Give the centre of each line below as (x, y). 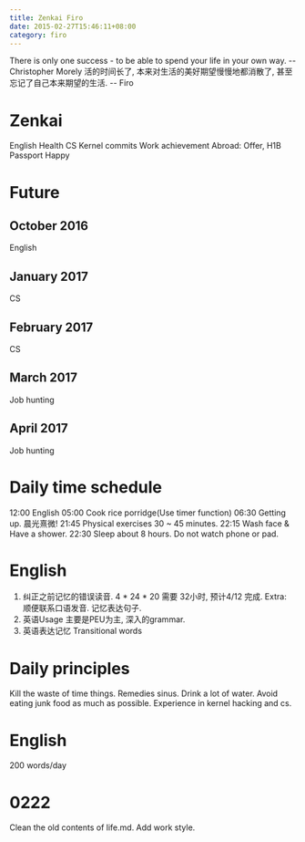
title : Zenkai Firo (46, 18)
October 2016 (49, 226)
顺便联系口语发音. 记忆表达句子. (82, 608)
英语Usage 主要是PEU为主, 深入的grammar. (104, 619)
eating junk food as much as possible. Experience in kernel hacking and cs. (151, 703)
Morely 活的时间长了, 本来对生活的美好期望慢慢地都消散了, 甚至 (174, 72)
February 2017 (51, 327)
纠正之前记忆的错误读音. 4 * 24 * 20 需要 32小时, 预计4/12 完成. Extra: (154, 597)
